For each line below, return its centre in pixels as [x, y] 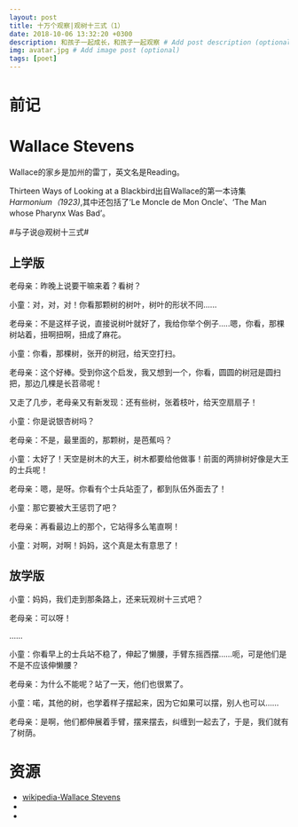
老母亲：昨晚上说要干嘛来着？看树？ [75, 286]
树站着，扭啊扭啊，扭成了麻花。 [67, 335]
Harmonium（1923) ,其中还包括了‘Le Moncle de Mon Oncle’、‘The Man [138, 202]
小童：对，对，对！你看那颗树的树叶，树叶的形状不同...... [113, 304]
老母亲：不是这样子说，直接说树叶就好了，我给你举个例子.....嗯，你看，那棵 [147, 323]
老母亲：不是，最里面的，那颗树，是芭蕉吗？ [91, 439]
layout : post [33, 17]
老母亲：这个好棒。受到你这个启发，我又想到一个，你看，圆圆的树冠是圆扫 [145, 372]
